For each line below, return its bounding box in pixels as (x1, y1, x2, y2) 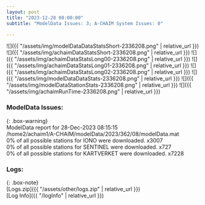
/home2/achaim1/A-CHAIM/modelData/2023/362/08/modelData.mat (6, 130, 179, 138)
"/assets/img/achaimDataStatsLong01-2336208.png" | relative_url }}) (14, 62, 190, 69)
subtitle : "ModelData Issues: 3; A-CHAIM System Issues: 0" (6, 20, 164, 26)
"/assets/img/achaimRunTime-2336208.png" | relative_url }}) (6, 88, 161, 95)
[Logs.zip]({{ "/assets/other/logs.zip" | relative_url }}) (6, 185, 141, 193)
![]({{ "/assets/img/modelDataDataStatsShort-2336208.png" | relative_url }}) (6, 42, 199, 50)
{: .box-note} (6, 179, 39, 186)
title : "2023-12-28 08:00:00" (6, 15, 84, 21)
